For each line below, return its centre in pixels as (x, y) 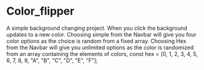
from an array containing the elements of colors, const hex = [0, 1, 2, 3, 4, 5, (102, 54)
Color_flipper (40, 11)
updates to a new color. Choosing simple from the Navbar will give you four (101, 34)
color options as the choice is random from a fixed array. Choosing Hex (96, 41)
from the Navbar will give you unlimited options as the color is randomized (100, 47)
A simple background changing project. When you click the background (97, 28)
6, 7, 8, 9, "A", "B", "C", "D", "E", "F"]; (52, 60)
